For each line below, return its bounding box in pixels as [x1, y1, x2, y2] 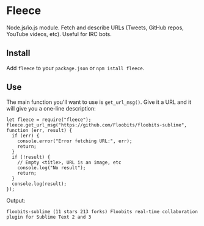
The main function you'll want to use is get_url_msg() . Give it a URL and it [6, 98, 192, 106]
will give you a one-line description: [6, 104, 96, 112]
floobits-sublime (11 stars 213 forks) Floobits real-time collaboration [6, 208, 199, 214]
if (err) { [12, 133, 40, 139]
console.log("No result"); [17, 164, 86, 171]
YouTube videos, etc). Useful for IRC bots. [6, 30, 112, 37]
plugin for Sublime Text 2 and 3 [6, 214, 92, 220]
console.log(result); [12, 181, 67, 187]
